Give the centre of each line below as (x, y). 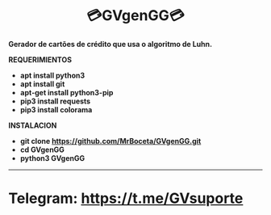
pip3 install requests (55, 101)
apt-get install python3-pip (67, 92)
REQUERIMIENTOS (40, 59)
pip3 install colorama (56, 109)
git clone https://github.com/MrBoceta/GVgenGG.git (110, 141)
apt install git (42, 84)
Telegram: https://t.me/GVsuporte (126, 198)
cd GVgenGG (42, 150)
